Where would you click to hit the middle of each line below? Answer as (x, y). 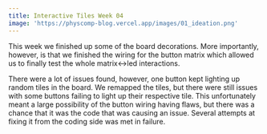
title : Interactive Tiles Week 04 (66, 16)
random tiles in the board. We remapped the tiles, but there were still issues (133, 87)
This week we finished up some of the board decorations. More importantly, (133, 46)
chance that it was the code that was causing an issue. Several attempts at (131, 112)
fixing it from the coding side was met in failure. (87, 121)
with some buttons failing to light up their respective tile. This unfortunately (132, 95)
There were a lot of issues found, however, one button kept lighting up (124, 79)
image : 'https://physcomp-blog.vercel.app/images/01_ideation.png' (123, 23)
